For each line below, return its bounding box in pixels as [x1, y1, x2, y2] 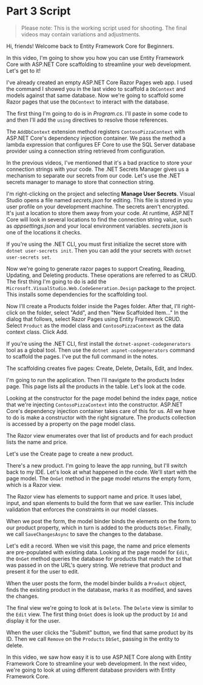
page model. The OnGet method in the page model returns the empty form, [6, 474, 192, 482]
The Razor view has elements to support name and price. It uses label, [6, 492, 182, 500]
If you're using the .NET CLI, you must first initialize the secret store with [6, 240, 187, 248]
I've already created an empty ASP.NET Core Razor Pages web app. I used [6, 79, 193, 86]
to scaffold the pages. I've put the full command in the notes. [6, 352, 159, 360]
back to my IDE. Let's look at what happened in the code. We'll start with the [6, 468, 197, 475]
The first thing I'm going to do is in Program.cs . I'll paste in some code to [6, 110, 188, 117]
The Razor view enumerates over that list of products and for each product [6, 432, 193, 439]
